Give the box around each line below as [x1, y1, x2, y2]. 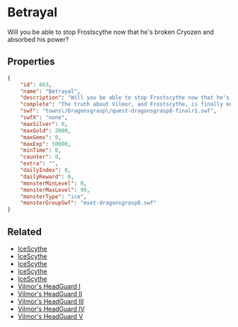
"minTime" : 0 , [20, 147, 62, 154]
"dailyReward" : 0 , [20, 173, 74, 180]
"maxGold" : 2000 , [20, 127, 72, 134]
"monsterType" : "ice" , [20, 193, 87, 200]
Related [7, 226, 42, 238]
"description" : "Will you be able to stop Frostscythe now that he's [20, 94, 230, 101]
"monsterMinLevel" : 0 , [20, 180, 87, 187]
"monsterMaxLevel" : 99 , [20, 186, 91, 193]
